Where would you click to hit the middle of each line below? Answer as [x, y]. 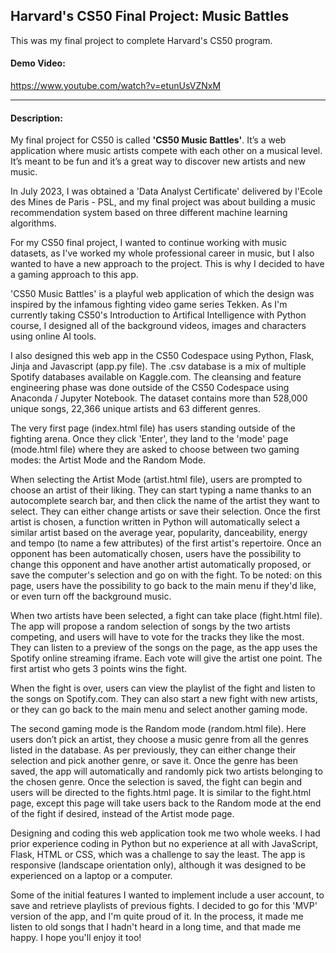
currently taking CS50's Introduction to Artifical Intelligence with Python [158, 315]
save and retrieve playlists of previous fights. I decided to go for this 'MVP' [164, 906]
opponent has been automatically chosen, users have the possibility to [156, 554]
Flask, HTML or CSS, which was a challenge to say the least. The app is [158, 855]
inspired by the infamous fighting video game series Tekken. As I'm [149, 305]
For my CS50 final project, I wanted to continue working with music [148, 243]
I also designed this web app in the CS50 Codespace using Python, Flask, [162, 356]
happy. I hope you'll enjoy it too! [76, 938]
